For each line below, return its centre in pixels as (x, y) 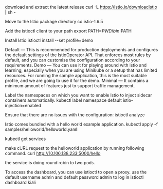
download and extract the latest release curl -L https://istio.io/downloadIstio (81, 7)
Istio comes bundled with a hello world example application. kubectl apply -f (81, 124)
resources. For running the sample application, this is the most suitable (76, 75)
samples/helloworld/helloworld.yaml (41, 129)
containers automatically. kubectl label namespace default (63, 100)
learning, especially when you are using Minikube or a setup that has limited (81, 70)
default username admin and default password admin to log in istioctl (74, 177)
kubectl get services (26, 139)
